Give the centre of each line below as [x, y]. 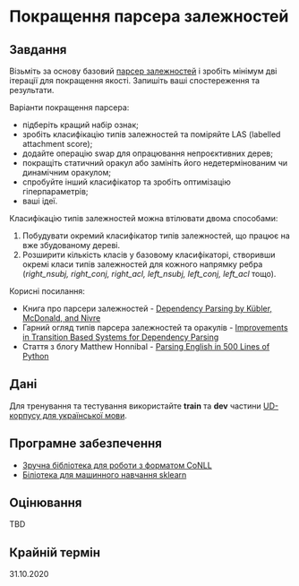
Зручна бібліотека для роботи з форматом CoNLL [117, 465]
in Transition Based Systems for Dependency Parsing [120, 337]
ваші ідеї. [40, 201]
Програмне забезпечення [86, 444]
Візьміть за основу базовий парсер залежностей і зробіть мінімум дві [143, 71]
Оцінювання [46, 503]
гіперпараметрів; [55, 191]
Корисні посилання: [47, 291]
